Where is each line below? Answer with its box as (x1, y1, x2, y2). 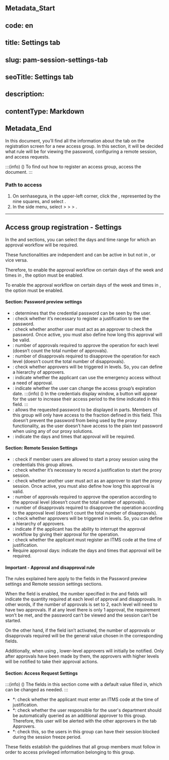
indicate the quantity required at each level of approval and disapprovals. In (5, 596, 162, 602)
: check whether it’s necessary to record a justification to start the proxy (12, 467, 162, 473)
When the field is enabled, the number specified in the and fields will (5, 591, 147, 597)
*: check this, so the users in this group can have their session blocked (12, 729, 159, 735)
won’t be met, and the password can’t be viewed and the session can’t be (5, 612, 158, 618)
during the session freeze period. (12, 734, 82, 740)
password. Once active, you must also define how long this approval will (12, 331, 162, 337)
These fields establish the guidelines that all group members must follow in (5, 744, 160, 750)
